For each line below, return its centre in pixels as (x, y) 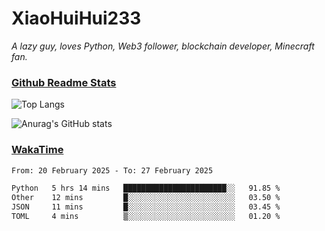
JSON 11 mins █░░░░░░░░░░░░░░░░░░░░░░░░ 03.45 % (146, 207)
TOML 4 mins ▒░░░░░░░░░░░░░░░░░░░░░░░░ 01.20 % (146, 217)
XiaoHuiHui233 (76, 18)
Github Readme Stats (64, 82)
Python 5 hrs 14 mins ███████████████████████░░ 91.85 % (146, 188)
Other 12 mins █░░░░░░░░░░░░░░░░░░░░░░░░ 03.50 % (146, 198)
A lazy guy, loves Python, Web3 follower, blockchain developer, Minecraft (163, 46)
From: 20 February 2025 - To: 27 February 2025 (112, 170)
